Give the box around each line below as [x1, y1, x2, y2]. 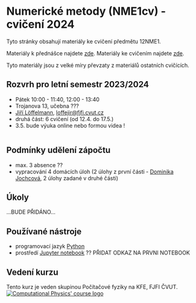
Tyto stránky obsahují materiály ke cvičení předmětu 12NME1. [6, 37, 161, 45]
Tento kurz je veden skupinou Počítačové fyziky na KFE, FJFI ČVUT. [6, 283, 178, 290]
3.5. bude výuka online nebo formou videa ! [15, 122, 126, 129]
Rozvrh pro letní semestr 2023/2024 [6, 79, 149, 90]
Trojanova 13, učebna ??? [15, 102, 80, 109]
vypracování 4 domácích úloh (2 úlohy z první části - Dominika [15, 168, 174, 175]
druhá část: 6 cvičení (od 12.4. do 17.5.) [15, 115, 114, 122]
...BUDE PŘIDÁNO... [6, 208, 56, 216]
